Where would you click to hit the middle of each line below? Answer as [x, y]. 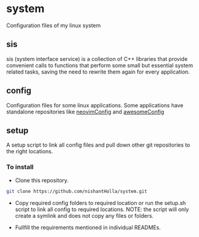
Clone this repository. [42, 180]
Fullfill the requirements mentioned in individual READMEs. [88, 227]
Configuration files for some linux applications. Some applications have [95, 105]
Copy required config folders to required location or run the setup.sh [100, 203]
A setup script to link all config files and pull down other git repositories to [98, 145]
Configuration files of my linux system [54, 25]
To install [20, 167]
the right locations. [30, 151]
